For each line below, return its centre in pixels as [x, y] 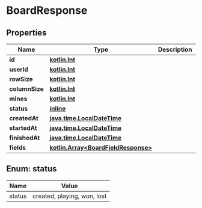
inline [58, 109]
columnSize [26, 89]
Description [175, 50]
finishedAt [25, 138]
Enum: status [32, 169]
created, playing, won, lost [69, 196]
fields [17, 148]
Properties [26, 33]
